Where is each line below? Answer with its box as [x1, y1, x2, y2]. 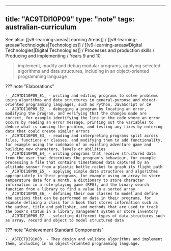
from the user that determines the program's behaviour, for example [5, 155, 156, 160]
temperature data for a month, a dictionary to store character [5, 178, 145, 183]
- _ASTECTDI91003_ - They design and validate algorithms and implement [5, 236, 163, 242]
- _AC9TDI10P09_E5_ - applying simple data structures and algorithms [5, 169, 158, 174]
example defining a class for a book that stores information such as [5, 200, 158, 205]
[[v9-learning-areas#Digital [84, 42, 142, 48]
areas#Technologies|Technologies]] [5, 42, 81, 48]
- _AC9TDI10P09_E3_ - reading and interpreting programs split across [5, 133, 158, 138]
